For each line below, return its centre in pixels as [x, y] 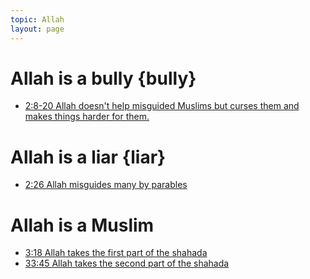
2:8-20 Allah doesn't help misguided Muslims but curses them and [162, 106]
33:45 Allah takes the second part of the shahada [127, 263]
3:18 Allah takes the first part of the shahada [116, 253]
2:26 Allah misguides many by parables [106, 185]
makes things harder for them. [87, 117]
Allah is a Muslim [82, 225]
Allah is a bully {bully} [103, 78]
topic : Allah [37, 19]
